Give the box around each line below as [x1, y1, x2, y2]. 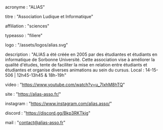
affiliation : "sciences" [5, 23, 50, 29]
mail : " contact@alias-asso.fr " [5, 120, 66, 125]
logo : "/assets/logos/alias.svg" [5, 42, 69, 48]
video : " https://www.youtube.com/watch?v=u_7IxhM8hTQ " [5, 82, 125, 87]
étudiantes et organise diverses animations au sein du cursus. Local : [5, 67, 144, 73]
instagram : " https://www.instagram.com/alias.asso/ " [5, 101, 112, 107]
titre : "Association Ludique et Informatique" [5, 14, 93, 19]
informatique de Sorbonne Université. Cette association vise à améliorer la [5, 57, 155, 63]
